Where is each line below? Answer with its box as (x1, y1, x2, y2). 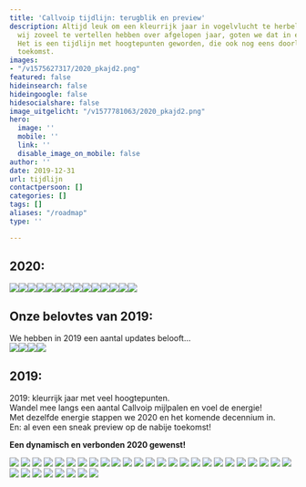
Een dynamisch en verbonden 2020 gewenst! (9, 440, 187, 451)
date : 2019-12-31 (9, 166, 76, 175)
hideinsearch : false (9, 81, 88, 90)
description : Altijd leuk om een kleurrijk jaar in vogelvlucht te (9, 22, 271, 31)
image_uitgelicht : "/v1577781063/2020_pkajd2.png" (9, 107, 206, 116)
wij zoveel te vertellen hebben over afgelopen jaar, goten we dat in (17, 30, 291, 39)
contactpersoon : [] (9, 183, 84, 192)
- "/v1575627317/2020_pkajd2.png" (9, 65, 141, 74)
